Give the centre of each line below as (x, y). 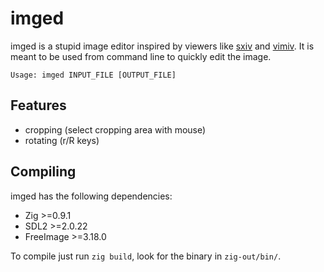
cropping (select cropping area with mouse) (115, 129)
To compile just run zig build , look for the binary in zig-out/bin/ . (146, 256)
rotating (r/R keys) (62, 140)
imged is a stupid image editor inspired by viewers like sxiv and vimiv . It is (162, 46)
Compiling (43, 172)
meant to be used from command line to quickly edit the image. (141, 56)
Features (38, 105)
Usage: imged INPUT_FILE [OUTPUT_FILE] (93, 75)
